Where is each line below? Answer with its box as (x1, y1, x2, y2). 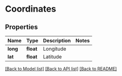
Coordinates (5, 3, 57, 15)
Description (43, 38, 71, 44)
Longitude (43, 45, 67, 52)
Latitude (43, 54, 62, 60)
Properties (5, 23, 38, 31)
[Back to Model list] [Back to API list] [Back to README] (5, 66, 117, 72)
